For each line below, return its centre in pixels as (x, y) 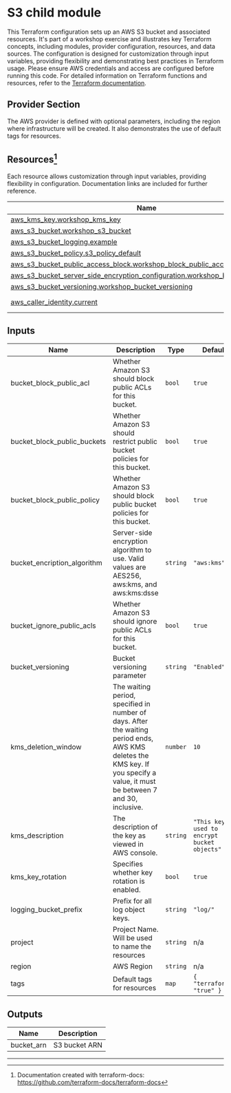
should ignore (135, 622)
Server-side (132, 533)
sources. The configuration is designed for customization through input (108, 54)
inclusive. (128, 807)
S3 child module (54, 13)
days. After (130, 721)
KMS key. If (131, 764)
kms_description (37, 836)
